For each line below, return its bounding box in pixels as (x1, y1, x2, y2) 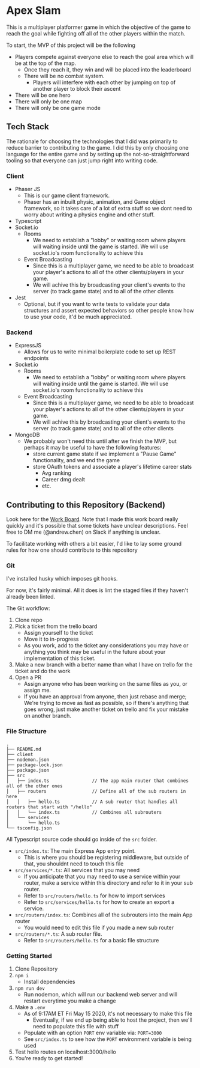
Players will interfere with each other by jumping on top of (32, 79, 176, 86)
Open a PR (14, 674, 42, 681)
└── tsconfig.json (6, 825, 52, 831)
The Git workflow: (6, 605, 50, 612)
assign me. (23, 686, 51, 694)
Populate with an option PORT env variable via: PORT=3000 (23, 1029, 162, 1037)
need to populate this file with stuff (32, 1023, 119, 1030)
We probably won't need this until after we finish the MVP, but (23, 438, 177, 445)
